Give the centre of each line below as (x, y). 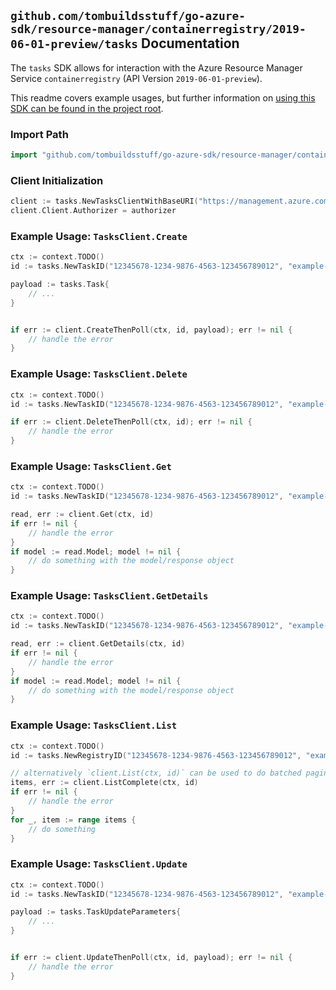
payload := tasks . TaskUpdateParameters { (96, 912)
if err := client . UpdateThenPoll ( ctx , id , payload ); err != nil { (151, 958)
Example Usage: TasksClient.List (94, 725)
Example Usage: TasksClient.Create (99, 236)
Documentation (190, 43)
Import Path (39, 134)
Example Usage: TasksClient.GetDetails (109, 596)
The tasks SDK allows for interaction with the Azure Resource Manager (156, 67)
